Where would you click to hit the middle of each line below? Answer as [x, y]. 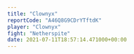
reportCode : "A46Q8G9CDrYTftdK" [54, 20]
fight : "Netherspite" [39, 33]
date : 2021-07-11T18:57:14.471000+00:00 [67, 40]
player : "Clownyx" [34, 27]
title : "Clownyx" [33, 14]
